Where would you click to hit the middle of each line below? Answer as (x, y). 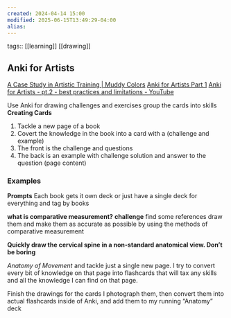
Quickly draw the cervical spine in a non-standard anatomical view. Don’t (115, 245)
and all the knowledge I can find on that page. (72, 281)
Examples (24, 181)
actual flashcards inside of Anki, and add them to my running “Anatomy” (110, 301)
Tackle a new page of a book (59, 126)
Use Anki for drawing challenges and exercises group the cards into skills (112, 105)
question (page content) (52, 163)
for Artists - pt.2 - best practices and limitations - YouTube (91, 92)
